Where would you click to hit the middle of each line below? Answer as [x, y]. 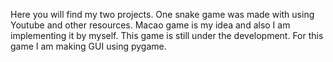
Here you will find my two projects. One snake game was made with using [162, 14]
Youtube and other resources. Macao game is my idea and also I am [150, 25]
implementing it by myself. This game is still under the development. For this [167, 35]
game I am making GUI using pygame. [88, 46]
